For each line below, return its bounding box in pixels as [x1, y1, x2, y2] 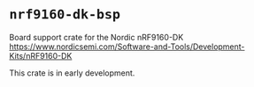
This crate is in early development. [9, 68, 135, 78]
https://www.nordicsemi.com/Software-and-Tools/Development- [9, 41, 245, 52]
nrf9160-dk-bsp [9, 6, 121, 23]
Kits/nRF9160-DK [9, 50, 73, 61]
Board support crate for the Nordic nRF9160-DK [9, 32, 184, 42]
